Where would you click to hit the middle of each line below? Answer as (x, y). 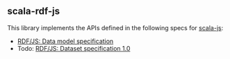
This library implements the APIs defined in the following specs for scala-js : (115, 27)
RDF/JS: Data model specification (65, 41)
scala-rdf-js (34, 11)
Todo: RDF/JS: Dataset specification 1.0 (74, 48)
